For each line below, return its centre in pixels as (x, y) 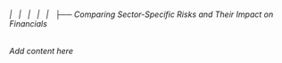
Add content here (41, 51)
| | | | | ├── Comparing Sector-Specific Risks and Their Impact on (141, 14)
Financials (28, 23)
